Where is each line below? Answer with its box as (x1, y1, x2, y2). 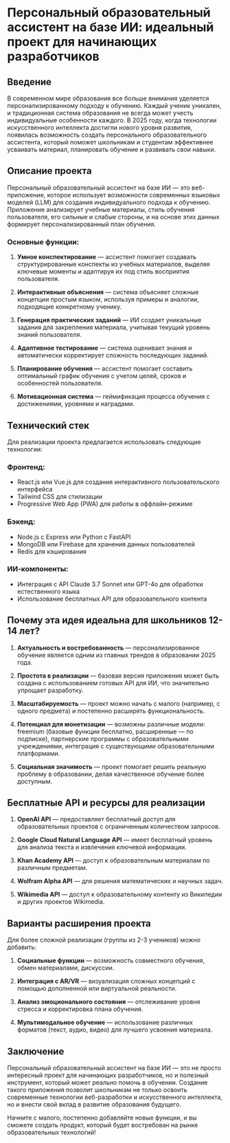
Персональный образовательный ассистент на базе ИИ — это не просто (7, 1064, 222, 1072)
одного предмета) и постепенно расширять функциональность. (16, 707, 205, 715)
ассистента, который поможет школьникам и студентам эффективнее (7, 138, 214, 146)
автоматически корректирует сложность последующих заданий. (16, 351, 209, 359)
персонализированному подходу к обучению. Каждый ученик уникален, (7, 102, 222, 109)
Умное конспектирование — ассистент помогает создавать (16, 253, 197, 261)
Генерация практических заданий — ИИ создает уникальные (16, 316, 202, 324)
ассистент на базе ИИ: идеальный (7, 19, 214, 35)
